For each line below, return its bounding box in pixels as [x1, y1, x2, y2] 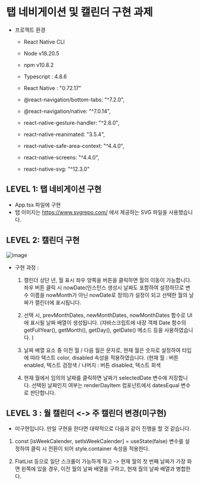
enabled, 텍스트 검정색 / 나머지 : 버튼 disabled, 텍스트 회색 [23, 362, 161, 369]
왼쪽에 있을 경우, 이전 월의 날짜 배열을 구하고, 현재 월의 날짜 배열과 [21, 465, 175, 472]
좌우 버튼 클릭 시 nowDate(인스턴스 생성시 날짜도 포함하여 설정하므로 [23, 284, 185, 291]
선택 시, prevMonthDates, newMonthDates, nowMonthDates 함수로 [23, 311, 186, 319]
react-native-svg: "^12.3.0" [23, 165, 90, 172]
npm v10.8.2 [23, 61, 54, 69]
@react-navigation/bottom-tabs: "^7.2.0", [23, 96, 125, 103]
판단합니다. [30, 389, 56, 396]
